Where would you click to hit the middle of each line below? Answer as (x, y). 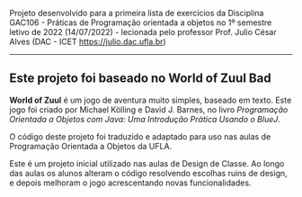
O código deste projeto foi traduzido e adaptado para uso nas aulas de (140, 136)
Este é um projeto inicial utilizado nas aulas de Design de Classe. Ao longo (147, 163)
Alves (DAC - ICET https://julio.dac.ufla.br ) (88, 41)
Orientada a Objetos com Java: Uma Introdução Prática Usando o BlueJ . (145, 119)
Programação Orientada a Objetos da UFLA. (91, 146)
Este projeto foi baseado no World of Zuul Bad (140, 79)
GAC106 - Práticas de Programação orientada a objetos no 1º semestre (141, 22)
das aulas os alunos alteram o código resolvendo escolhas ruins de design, (148, 173)
